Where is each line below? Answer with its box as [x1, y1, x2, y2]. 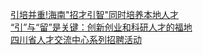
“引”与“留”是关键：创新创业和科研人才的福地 [10, 21, 193, 33]
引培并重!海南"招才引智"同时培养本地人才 [10, 9, 180, 20]
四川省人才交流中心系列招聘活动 [10, 34, 142, 45]
